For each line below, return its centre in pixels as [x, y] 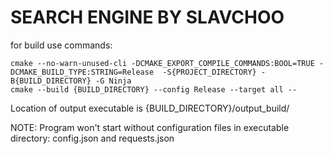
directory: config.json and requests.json [92, 138]
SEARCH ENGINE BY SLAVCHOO [147, 17]
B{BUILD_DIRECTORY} [51, 81]
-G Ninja [113, 81]
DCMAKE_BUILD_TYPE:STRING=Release [82, 72]
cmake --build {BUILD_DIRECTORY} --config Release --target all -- [154, 89]
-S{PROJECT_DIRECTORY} [209, 72]
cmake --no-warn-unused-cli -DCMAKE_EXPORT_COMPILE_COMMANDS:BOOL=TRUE [162, 63]
